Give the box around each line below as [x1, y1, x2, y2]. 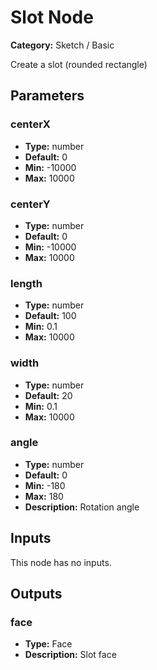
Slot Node [10, 6, 94, 29]
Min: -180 [24, 479, 66, 491]
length [10, 276, 43, 290]
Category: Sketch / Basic [10, 39, 115, 51]
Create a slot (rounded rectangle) [10, 58, 148, 70]
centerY [10, 197, 51, 211]
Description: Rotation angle [24, 501, 140, 513]
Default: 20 [24, 389, 73, 401]
